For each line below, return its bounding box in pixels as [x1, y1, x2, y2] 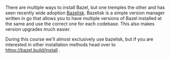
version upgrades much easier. [5, 26, 71, 32]
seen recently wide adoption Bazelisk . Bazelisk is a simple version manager [5, 10, 165, 16]
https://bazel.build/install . [5, 47, 61, 53]
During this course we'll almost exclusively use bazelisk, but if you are [5, 36, 154, 42]
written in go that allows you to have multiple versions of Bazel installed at [5, 15, 162, 21]
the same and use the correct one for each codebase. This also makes [5, 21, 155, 27]
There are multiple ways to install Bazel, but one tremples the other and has [5, 5, 165, 10]
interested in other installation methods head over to [5, 42, 116, 48]
